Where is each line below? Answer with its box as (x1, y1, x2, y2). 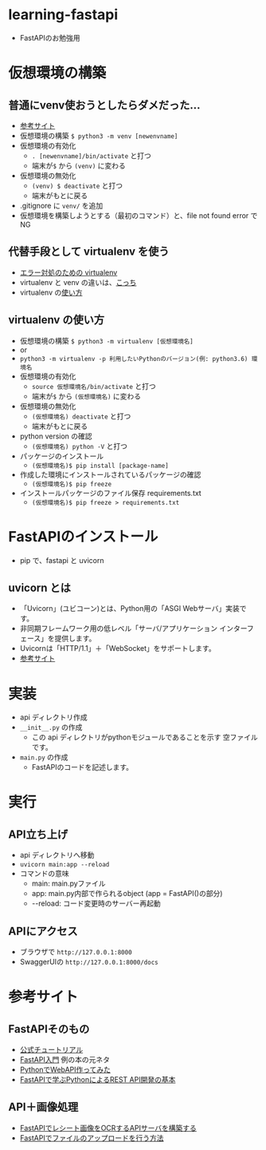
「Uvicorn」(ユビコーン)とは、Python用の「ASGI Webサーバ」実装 (19, 604, 241, 613)
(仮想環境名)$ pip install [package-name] (31, 462, 169, 470)
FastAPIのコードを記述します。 (31, 763, 134, 772)
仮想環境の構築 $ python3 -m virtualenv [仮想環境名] (19, 335, 194, 345)
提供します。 (54, 633, 96, 644)
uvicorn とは (8, 581, 72, 594)
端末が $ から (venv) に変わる (31, 161, 126, 170)
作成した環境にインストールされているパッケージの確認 (19, 470, 201, 479)
